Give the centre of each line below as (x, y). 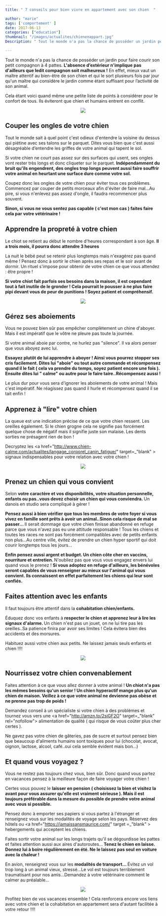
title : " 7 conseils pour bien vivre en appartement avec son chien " (80, 10)
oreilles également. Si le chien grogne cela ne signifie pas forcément (75, 426)
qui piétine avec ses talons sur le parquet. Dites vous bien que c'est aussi (80, 143)
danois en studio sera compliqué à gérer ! (47, 504)
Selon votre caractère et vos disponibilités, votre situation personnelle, (79, 493)
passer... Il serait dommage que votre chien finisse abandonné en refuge (80, 524)
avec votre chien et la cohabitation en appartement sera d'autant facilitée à (82, 904)
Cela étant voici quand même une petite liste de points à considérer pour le (82, 96)
